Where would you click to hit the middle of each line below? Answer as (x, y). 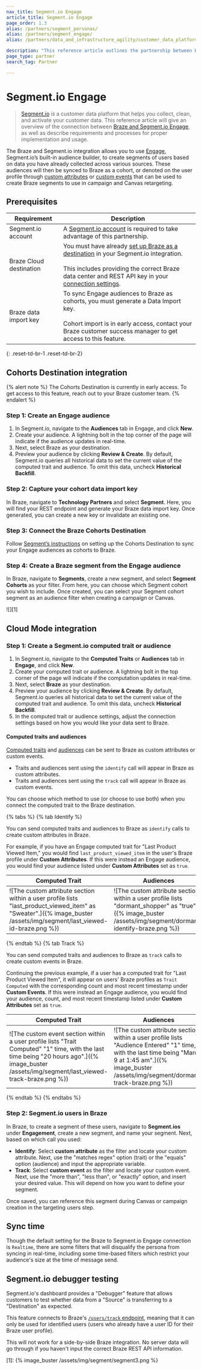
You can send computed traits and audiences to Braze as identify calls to (98, 829)
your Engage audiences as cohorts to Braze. (61, 550)
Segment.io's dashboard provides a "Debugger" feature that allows (90, 1294)
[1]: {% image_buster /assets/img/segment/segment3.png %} (82, 1360)
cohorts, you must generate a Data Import (122, 301)
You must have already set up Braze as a (121, 246)
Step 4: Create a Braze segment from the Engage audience (93, 565)
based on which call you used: (44, 1139)
